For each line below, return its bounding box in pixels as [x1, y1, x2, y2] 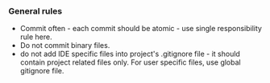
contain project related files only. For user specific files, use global [19, 57, 241, 67]
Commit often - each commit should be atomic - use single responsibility [19, 24, 262, 34]
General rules [8, 6, 63, 17]
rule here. [19, 32, 52, 41]
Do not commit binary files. [19, 41, 110, 50]
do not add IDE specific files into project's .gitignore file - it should [19, 49, 240, 59]
